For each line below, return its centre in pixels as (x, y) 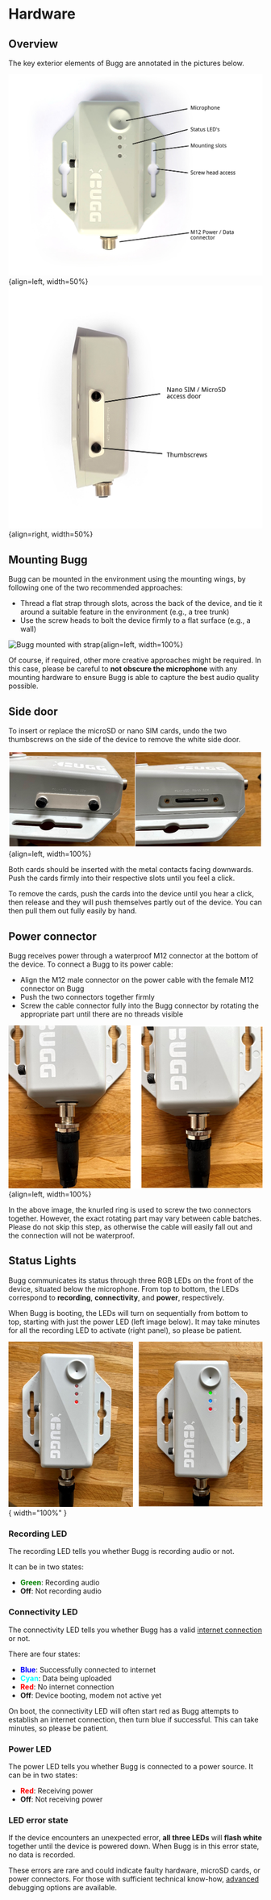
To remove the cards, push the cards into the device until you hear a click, (131, 894)
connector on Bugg (52, 988)
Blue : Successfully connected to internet (88, 1669)
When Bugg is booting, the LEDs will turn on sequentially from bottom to (128, 1313)
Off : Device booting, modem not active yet (91, 1695)
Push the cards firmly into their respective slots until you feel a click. (122, 878)
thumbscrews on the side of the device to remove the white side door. (125, 740)
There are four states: (44, 1654)
